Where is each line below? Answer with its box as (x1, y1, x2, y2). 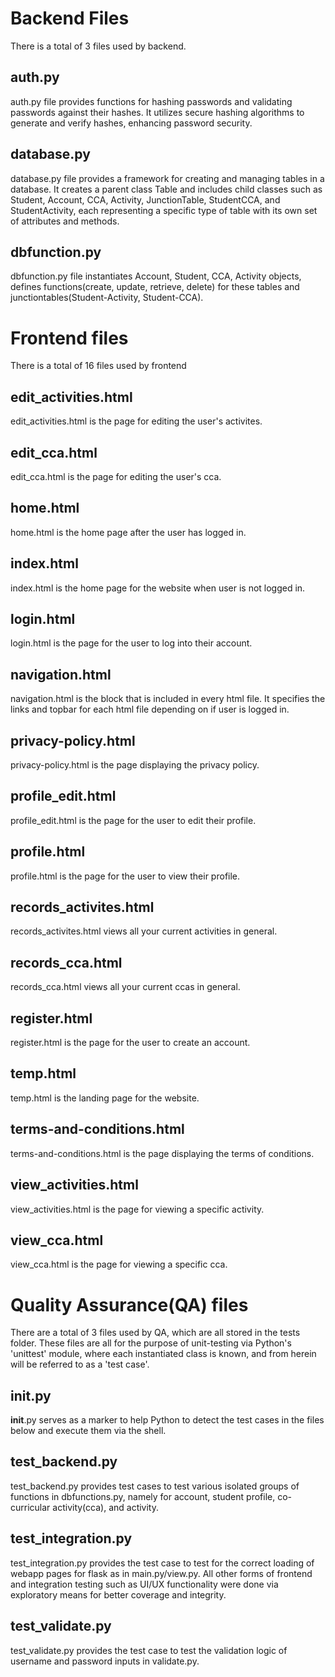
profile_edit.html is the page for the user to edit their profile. (10, 814, 257, 826)
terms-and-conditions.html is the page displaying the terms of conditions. (10, 1147, 315, 1159)
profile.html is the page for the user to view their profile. (10, 870, 241, 882)
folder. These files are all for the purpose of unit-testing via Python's (10, 1337, 292, 1349)
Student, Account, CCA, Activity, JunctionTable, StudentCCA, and (10, 193, 281, 206)
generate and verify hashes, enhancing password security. (10, 117, 253, 129)
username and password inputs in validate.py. (10, 1655, 200, 1667)
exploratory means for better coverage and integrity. (10, 1588, 227, 1601)
